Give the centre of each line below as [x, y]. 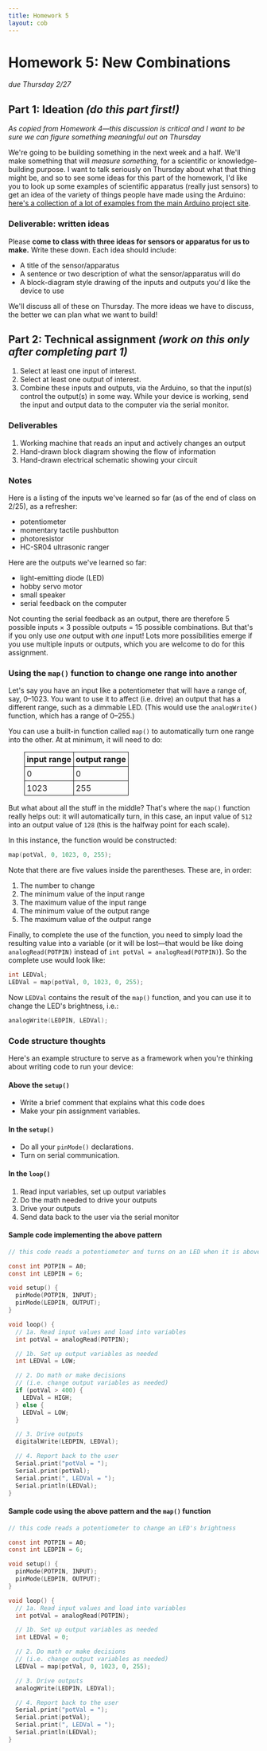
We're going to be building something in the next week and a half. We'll [124, 153]
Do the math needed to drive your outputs [88, 1200]
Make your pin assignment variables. [80, 1111]
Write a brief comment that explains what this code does [112, 1103]
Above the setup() [39, 1085]
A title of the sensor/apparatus [70, 265]
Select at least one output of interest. [80, 380]
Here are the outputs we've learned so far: [77, 562]
